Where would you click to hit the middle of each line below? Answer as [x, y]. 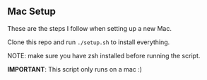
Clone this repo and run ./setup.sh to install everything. [89, 42]
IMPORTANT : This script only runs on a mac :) [75, 69]
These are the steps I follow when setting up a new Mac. [89, 28]
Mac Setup [32, 12]
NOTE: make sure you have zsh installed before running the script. [104, 55]
